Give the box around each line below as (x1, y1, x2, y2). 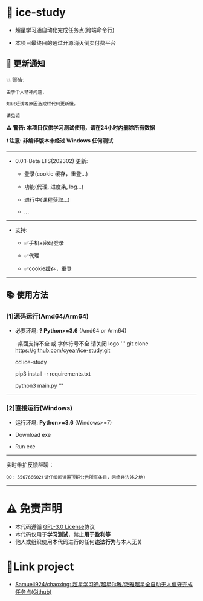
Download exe (14, 431, 51, 438)
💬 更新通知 (6, 59, 45, 69)
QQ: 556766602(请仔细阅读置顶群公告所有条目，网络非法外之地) (6, 474, 146, 480)
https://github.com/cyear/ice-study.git (14, 347, 111, 354)
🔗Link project (6, 560, 74, 573)
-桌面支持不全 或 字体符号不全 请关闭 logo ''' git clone (14, 340, 149, 347)
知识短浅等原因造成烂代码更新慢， (6, 101, 79, 107)
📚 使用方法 (6, 290, 49, 300)
